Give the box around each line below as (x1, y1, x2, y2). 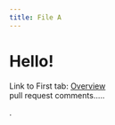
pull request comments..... (9, 90, 105, 100)
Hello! (9, 51, 54, 71)
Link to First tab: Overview (9, 81, 106, 91)
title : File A (9, 12, 62, 22)
